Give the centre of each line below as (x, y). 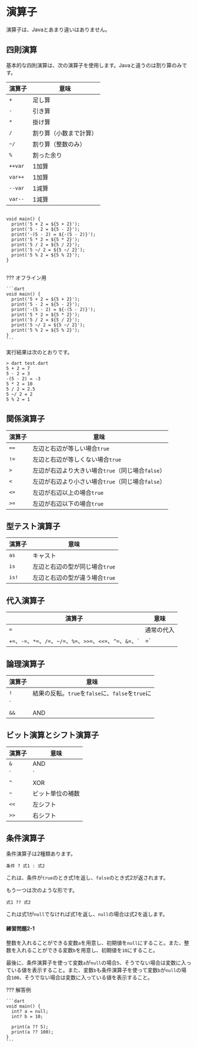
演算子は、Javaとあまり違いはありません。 (58, 29)
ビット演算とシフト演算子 (52, 735)
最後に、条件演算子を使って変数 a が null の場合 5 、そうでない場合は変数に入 (96, 962)
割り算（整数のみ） (59, 144)
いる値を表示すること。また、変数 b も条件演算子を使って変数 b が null (94, 970)
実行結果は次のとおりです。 (39, 352)
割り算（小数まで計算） (65, 133)
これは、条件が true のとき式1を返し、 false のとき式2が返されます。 (87, 877)
